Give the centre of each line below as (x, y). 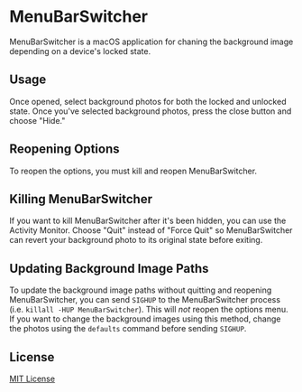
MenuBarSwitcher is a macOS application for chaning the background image (151, 42)
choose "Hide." (37, 120)
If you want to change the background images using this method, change (145, 319)
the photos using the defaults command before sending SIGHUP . (128, 329)
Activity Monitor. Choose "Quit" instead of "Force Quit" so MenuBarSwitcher (151, 230)
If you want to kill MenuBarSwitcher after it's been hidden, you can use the (148, 221)
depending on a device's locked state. (80, 51)
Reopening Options (64, 149)
